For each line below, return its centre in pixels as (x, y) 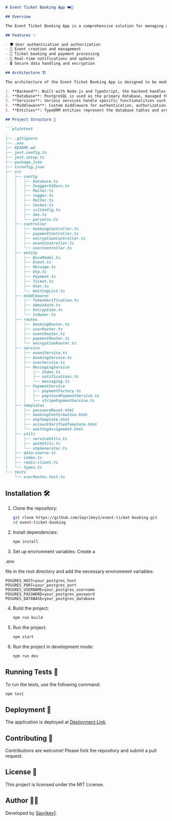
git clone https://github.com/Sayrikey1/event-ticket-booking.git (85, 518)
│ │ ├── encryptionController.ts (46, 238)
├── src (14, 172)
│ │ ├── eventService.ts (36, 353)
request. (14, 756)
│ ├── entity (21, 253)
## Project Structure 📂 (31, 119)
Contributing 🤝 (29, 738)
